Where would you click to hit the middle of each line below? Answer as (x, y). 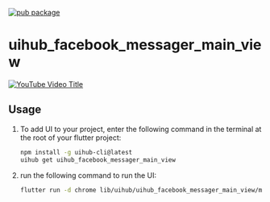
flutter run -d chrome (58, 190)
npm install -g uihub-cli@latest (76, 152)
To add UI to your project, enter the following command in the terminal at (141, 129)
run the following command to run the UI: (88, 175)
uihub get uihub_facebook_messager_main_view (98, 160)
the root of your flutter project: (71, 138)
